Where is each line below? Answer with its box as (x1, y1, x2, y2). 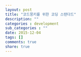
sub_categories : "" (5, 26, 48, 31)
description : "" (5, 16, 39, 21)
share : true (5, 44, 30, 49)
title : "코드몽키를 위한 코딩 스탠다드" (5, 12, 77, 17)
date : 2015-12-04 (5, 30, 41, 35)
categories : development (5, 21, 59, 26)
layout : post (5, 7, 32, 12)
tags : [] (5, 35, 23, 40)
